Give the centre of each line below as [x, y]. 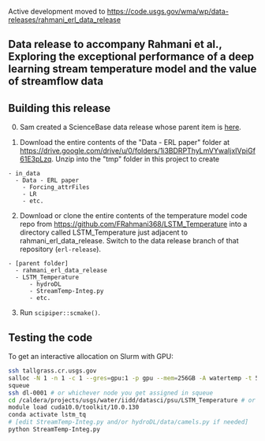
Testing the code [50, 337]
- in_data [24, 174]
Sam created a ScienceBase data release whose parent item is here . [131, 127]
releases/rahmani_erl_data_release [64, 20]
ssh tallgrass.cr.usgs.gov [52, 371]
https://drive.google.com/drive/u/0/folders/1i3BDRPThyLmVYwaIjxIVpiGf [138, 151]
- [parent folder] [38, 264]
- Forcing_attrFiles [56, 187]
